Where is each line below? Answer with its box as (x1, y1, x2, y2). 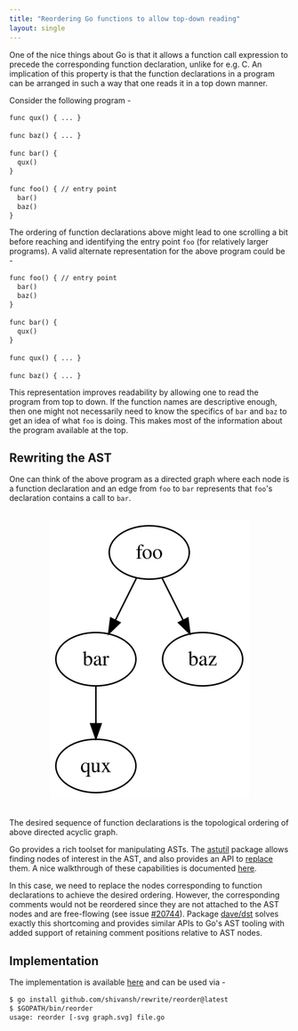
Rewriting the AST (9, 450, 112, 465)
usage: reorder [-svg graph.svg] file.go (9, 1013, 165, 1022)
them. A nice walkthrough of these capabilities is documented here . (9, 863, 257, 874)
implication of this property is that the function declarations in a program (9, 68, 276, 79)
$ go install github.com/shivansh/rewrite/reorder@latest (9, 995, 229, 1004)
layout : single (9, 23, 66, 33)
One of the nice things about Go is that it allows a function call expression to (9, 49, 289, 60)
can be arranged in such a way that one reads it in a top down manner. (9, 77, 269, 88)
